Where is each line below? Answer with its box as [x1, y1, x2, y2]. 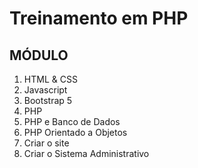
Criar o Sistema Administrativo [23, 148, 150, 159]
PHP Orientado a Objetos [23, 127, 128, 138]
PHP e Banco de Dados [23, 116, 121, 127]
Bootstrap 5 [23, 95, 73, 106]
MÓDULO [9, 47, 69, 64]
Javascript [23, 84, 68, 96]
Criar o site [23, 137, 70, 149]
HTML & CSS [23, 73, 78, 85]
